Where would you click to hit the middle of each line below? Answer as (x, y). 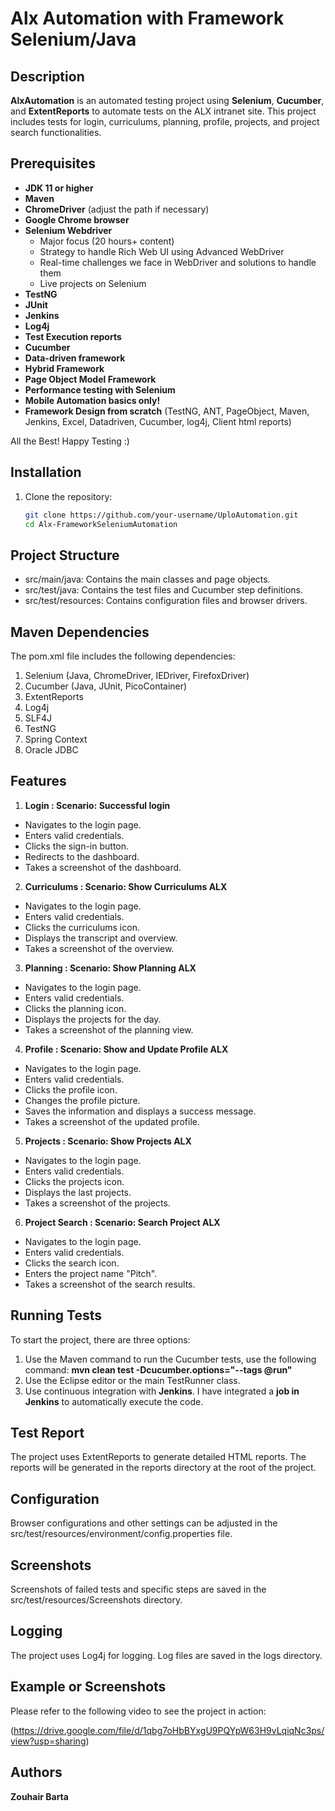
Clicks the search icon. (72, 1263)
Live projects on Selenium (93, 283)
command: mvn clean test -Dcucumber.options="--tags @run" (158, 1369)
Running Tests (56, 1315)
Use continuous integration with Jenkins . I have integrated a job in (162, 1391)
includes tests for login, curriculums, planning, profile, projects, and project (165, 121)
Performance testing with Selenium (100, 389)
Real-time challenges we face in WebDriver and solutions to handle (178, 262)
